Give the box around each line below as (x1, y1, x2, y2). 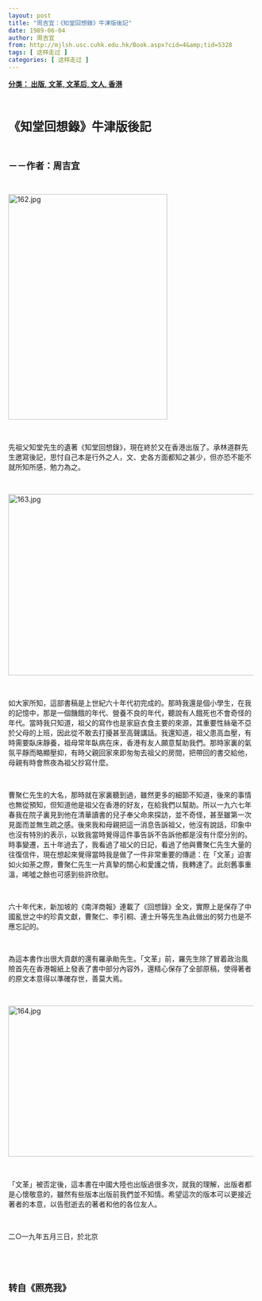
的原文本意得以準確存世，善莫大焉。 (8, 974, 127, 983)
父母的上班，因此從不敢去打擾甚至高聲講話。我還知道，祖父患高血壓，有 (14, 728, 252, 738)
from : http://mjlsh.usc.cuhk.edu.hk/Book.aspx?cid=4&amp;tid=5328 (8, 41, 233, 49)
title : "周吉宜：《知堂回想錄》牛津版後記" (8, 19, 133, 27)
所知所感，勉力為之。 (14, 462, 85, 471)
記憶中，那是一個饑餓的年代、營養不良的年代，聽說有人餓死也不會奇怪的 (14, 708, 252, 718)
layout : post (8, 11, 52, 20)
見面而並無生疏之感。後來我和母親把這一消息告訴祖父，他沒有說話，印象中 (8, 819, 252, 829)
